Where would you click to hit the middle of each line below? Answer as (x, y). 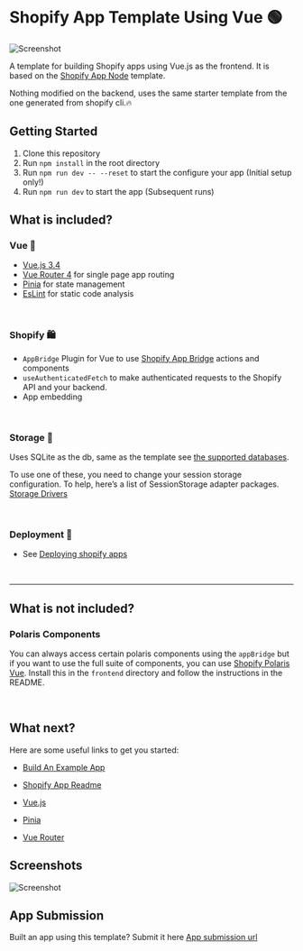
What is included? (61, 220)
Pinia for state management (73, 284)
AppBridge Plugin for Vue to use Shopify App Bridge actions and (141, 358)
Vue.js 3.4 (41, 265)
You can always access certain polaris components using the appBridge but (150, 654)
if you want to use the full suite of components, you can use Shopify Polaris (150, 663)
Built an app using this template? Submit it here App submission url (133, 937)
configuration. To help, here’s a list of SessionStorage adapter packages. (144, 484)
